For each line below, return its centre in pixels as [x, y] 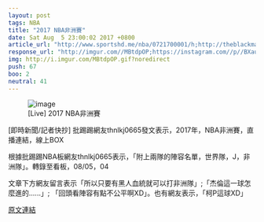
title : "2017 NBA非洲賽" [47, 30]
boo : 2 [19, 74]
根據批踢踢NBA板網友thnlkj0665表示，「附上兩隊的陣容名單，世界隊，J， [126, 156]
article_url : [29, 45]
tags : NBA [24, 23]
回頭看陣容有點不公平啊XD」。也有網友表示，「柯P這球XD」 [153, 193]
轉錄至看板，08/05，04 [70, 166]
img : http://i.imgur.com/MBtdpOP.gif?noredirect [89, 60]
